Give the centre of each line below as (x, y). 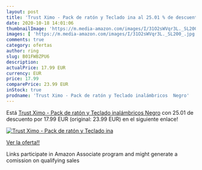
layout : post (23, 12)
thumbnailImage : (26, 29)
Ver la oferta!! (23, 142)
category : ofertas (29, 46)
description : (23, 62)
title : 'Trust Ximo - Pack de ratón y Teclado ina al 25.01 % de (90, 17)
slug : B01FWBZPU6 (28, 56)
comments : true (25, 40)
